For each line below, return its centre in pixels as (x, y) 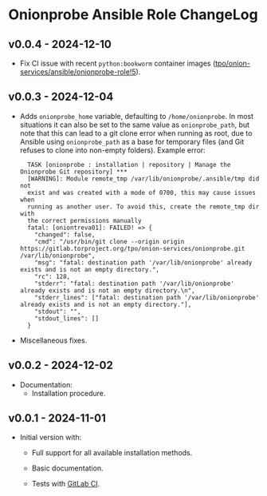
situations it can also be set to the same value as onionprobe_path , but (134, 125)
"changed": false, (65, 234)
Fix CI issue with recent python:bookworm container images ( (118, 63)
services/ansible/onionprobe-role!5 (78, 72)
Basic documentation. (67, 468)
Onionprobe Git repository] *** (73, 172)
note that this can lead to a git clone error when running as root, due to (136, 133)
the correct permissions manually (84, 220)
